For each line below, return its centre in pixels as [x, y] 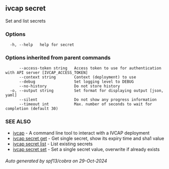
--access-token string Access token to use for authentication [90, 68]
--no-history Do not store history [69, 86]
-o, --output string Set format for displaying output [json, [87, 91]
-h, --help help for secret [42, 45]
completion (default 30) [32, 109]
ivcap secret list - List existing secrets [53, 144]
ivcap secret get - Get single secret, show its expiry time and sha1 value [88, 138]
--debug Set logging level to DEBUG [76, 82]
